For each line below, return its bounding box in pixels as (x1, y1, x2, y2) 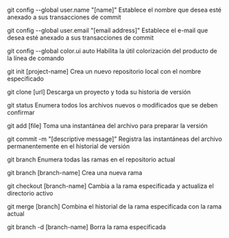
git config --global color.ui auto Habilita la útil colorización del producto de (7, 47, 217, 55)
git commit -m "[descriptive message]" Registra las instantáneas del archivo (7, 135, 223, 143)
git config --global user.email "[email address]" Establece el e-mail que (7, 27, 208, 34)
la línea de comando (7, 54, 64, 62)
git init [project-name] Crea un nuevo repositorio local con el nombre (7, 68, 201, 75)
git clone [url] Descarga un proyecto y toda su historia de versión (7, 88, 191, 96)
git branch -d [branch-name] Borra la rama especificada (7, 223, 167, 231)
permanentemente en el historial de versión (7, 142, 130, 150)
